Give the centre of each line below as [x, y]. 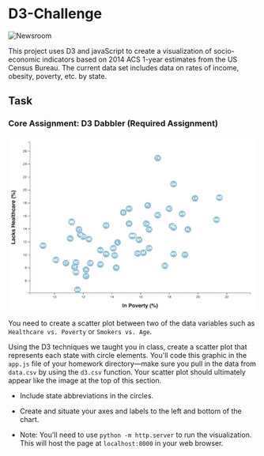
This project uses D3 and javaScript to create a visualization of [110, 51]
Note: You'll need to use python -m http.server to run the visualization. [136, 435]
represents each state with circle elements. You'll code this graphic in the [128, 356]
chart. [29, 420]
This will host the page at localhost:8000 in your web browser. [121, 443]
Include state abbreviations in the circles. [87, 396]
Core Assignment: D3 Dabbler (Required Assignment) [113, 123]
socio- [224, 51]
